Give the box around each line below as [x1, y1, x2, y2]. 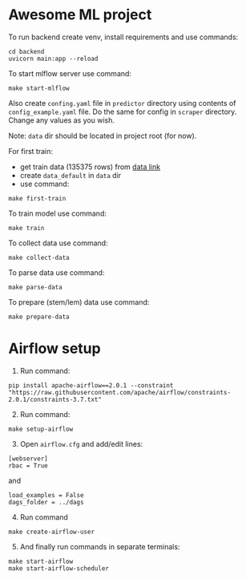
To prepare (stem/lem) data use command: [8, 297, 150, 306]
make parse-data [8, 283, 63, 291]
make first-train [8, 194, 67, 202]
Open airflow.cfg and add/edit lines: [19, 439, 143, 448]
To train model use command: [8, 209, 107, 218]
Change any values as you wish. [8, 115, 115, 125]
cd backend [8, 47, 45, 55]
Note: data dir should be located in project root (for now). [8, 131, 197, 140]
